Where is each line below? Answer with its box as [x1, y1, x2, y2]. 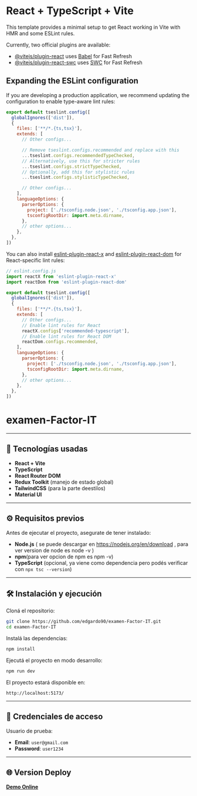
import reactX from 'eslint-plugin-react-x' [6, 274, 117, 279]
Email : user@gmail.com [14, 738, 69, 745]
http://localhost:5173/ [6, 690, 64, 696]
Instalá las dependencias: [6, 635, 68, 642]
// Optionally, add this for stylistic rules [21, 169, 135, 175]
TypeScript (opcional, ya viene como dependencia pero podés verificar [14, 559, 188, 566]
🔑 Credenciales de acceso [6, 712, 103, 722]
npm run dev [6, 668, 35, 674]
